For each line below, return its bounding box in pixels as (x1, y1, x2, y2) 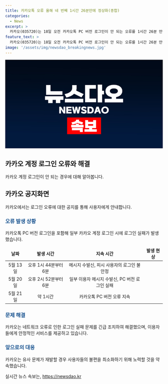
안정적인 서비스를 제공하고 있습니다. (18, 330, 88, 336)
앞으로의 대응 (5, 344, 35, 351)
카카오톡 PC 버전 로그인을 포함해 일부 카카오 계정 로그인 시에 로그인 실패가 (5, 230, 150, 236)
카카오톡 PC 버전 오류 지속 (79, 293, 130, 299)
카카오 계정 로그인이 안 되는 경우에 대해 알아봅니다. (5, 174, 104, 180)
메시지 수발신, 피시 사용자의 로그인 (68, 262, 135, 268)
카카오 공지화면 (5, 190, 49, 198)
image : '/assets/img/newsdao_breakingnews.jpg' (5, 45, 106, 50)
